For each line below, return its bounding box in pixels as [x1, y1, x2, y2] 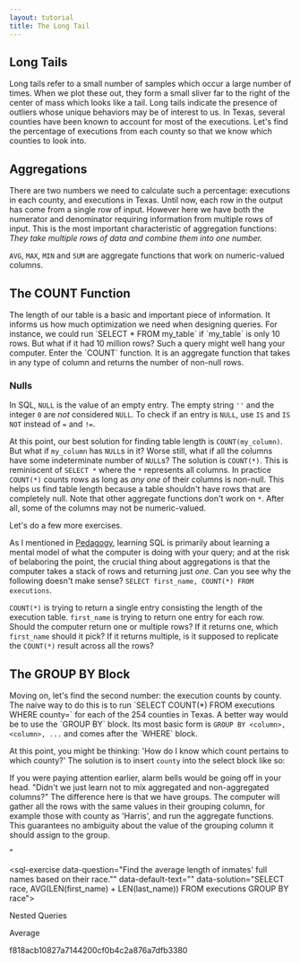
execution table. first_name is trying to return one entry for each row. [9, 612, 265, 623]
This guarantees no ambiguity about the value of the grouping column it [9, 821, 274, 831]
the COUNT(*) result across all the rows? [9, 641, 154, 651]
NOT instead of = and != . [9, 418, 96, 430]
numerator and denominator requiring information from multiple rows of [9, 214, 273, 225]
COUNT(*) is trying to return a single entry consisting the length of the [9, 602, 263, 614]
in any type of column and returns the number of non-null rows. [9, 357, 244, 367]
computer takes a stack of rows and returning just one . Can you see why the [9, 566, 291, 577]
